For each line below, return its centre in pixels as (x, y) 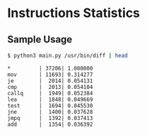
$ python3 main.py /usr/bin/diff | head (68, 55)
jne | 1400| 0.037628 (50, 112)
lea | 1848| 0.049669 (50, 99)
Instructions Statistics (73, 13)
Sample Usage (40, 39)
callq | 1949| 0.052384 (50, 93)
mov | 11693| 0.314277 (50, 75)
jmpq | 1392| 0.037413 (50, 118)
